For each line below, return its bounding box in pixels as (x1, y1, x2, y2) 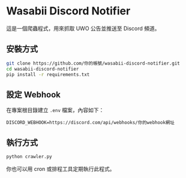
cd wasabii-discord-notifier (6, 66, 79, 72)
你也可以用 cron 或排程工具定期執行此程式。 (6, 165, 115, 172)
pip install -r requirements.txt (6, 71, 90, 77)
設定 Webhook (6, 89, 61, 99)
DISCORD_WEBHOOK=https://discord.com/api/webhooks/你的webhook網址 (6, 120, 175, 126)
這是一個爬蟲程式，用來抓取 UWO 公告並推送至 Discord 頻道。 (6, 25, 160, 32)
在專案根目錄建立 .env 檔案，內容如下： (6, 107, 104, 114)
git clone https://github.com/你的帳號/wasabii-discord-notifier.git (6, 60, 180, 67)
